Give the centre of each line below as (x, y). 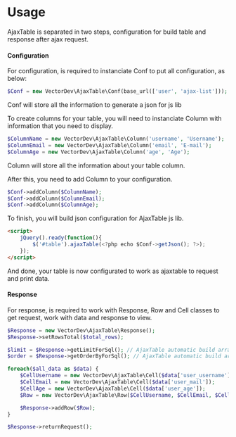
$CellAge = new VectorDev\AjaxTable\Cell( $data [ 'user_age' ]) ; (113, 388)
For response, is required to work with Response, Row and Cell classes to (113, 310)
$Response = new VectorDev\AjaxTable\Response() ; (81, 330)
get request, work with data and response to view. (80, 317)
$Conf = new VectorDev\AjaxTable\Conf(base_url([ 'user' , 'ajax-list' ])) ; (118, 91)
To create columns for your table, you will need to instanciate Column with (115, 119)
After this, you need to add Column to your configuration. (90, 179)
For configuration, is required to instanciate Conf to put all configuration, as (116, 71)
